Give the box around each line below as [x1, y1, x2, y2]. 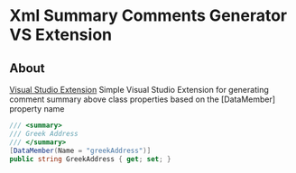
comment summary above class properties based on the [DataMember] [9, 94, 276, 105]
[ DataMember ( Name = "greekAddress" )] [9, 146, 152, 155]
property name [9, 104, 65, 114]
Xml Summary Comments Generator [9, 5, 287, 26]
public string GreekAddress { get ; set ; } [9, 154, 171, 163]
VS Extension [9, 24, 113, 45]
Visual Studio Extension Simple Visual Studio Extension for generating [9, 85, 269, 95]
